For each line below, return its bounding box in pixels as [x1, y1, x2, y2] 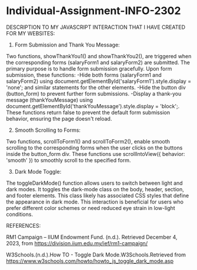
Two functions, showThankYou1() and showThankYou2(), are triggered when [6, 52, 192, 59]
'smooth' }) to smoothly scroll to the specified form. [6, 156, 131, 164]
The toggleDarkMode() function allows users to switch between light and [6, 179, 183, 186]
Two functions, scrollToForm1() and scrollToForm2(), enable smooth [6, 138, 171, 145]
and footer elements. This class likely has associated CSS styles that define [6, 192, 189, 199]
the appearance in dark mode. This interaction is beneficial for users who [6, 198, 184, 205]
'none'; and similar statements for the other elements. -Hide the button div [6, 84, 186, 91]
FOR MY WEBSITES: [6, 29, 55, 36]
